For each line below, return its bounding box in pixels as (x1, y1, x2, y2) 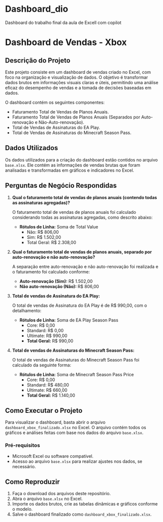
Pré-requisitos (5, 442, 40, 449)
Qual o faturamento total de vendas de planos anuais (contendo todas (12, 194, 158, 200)
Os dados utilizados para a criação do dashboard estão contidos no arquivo (5, 157, 158, 162)
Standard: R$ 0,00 (26, 327, 64, 333)
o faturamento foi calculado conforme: (12, 269, 90, 274)
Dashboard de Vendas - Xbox (5, 37, 127, 48)
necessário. (12, 463, 36, 469)
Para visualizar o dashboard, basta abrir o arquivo (5, 419, 106, 425)
